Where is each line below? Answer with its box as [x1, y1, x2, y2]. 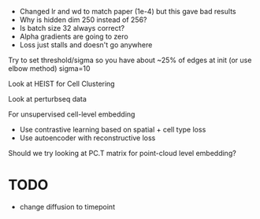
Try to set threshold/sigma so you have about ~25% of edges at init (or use [8, 55, 252, 65]
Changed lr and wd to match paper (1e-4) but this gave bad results [19, 7, 236, 16]
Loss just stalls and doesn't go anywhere [19, 40, 153, 50]
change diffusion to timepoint [19, 202, 116, 211]
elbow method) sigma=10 [8, 64, 91, 73]
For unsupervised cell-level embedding [8, 109, 136, 119]
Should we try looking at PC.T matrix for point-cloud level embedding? [8, 149, 236, 158]
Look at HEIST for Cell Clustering [8, 79, 116, 88]
